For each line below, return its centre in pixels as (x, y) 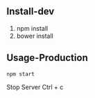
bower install (35, 36)
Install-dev (31, 12)
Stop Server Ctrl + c (35, 87)
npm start (21, 74)
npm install (32, 28)
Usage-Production (47, 58)
